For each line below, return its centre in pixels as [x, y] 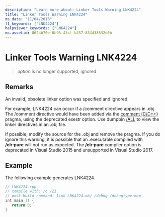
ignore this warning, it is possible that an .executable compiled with [74, 139]
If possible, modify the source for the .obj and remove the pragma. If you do [83, 134]
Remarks [19, 87]
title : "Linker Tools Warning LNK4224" [46, 14]
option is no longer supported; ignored [57, 71]
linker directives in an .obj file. [36, 124]
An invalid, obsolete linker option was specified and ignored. [67, 99]
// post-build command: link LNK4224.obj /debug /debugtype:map [73, 196]
